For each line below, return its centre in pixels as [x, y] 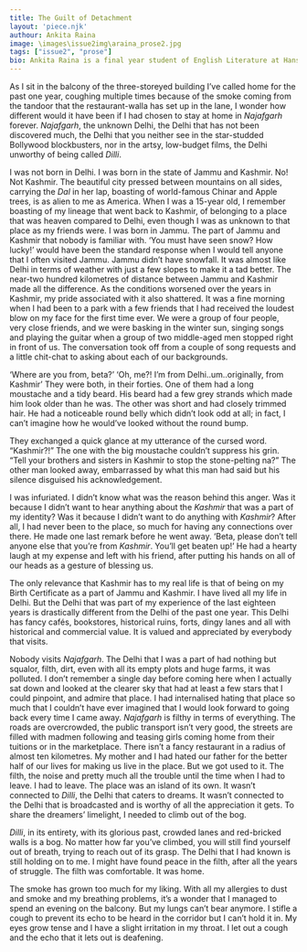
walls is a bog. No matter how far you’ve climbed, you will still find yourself [150, 842]
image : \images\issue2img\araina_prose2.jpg [95, 43]
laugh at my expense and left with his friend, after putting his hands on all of [153, 556]
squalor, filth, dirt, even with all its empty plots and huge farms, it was [140, 669]
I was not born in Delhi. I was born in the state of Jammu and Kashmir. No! [149, 172]
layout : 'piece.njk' [49, 27]
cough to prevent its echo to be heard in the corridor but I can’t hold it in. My [153, 918]
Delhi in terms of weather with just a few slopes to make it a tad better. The [150, 269]
